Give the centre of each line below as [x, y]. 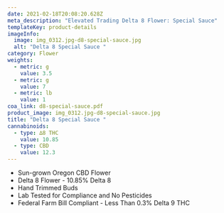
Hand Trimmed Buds [48, 188]
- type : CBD [32, 146]
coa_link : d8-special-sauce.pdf [55, 106]
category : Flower [33, 54]
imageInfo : [23, 34]
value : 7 [33, 87]
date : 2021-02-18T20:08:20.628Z [55, 14]
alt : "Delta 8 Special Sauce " [60, 47]
